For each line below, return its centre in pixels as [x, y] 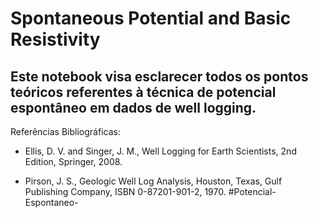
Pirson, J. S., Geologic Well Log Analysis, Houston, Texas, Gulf [153, 181]
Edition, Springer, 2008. [73, 161]
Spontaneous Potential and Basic [151, 18]
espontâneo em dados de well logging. [133, 107]
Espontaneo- [51, 202]
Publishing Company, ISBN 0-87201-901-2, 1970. [125, 191]
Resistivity [55, 39]
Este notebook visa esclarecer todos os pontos [159, 76]
